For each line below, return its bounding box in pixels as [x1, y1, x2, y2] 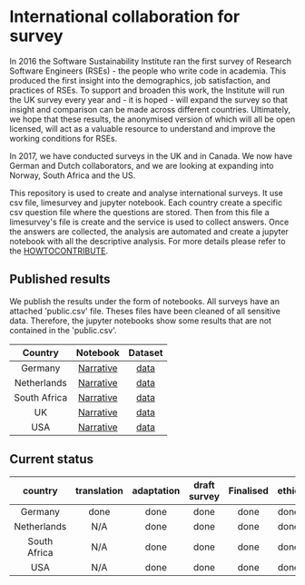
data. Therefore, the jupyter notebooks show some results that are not [9, 315, 272, 326]
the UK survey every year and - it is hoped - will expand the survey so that [9, 94, 288, 105]
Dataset [128, 346, 163, 359]
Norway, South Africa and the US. [9, 170, 136, 181]
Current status [9, 451, 93, 467]
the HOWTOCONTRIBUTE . [9, 245, 109, 256]
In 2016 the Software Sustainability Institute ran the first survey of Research [9, 55, 292, 66]
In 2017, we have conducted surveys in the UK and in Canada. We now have [9, 150, 293, 161]
